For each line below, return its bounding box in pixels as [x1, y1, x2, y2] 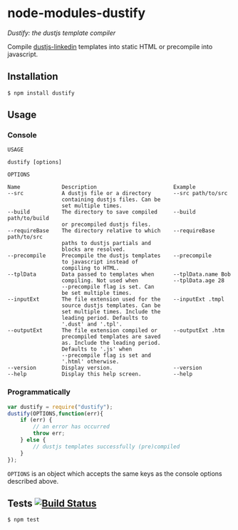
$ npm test [7, 516, 40, 524]
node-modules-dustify [7, 5, 146, 21]
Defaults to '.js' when [61, 345, 133, 353]
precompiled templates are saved [61, 333, 161, 341]
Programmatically [7, 387, 71, 397]
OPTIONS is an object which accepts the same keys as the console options [7, 469, 222, 478]
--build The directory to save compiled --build [7, 209, 196, 216]
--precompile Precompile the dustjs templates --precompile [7, 252, 212, 259]
